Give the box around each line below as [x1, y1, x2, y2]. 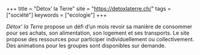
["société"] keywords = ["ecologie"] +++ [6, 11, 107, 19]
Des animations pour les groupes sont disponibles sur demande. [6, 42, 166, 49]
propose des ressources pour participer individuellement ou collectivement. [6, 36, 195, 42]
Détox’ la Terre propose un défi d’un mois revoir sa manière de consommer [6, 23, 193, 30]
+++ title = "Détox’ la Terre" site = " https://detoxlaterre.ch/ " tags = [6, 5, 172, 12]
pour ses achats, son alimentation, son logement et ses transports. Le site [6, 29, 190, 36]
